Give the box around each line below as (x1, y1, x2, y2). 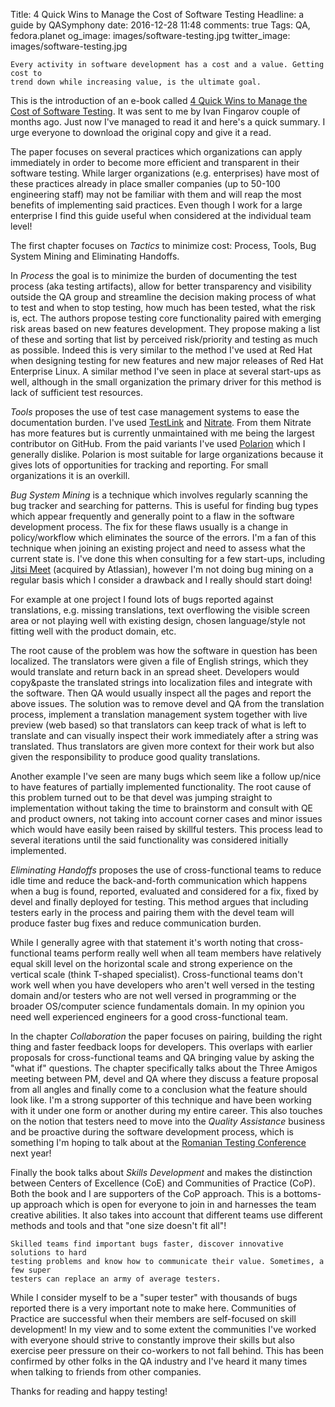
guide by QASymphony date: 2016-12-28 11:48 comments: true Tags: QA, (10, 19, 311, 31)
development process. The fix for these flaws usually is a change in (10, 521, 289, 533)
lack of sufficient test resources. (10, 387, 143, 398)
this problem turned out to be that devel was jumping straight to (10, 792, 273, 803)
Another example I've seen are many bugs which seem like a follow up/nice (10, 770, 322, 782)
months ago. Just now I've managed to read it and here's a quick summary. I (10, 116, 326, 128)
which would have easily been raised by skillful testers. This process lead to (10, 824, 323, 835)
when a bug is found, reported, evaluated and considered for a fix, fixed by (10, 885, 319, 897)
